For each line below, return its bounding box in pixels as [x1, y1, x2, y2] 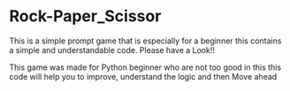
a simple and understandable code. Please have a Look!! [9, 44, 215, 55]
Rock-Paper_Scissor [9, 6, 162, 27]
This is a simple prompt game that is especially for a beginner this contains [9, 35, 282, 46]
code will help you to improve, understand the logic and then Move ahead [9, 71, 278, 81]
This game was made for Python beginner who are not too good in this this [9, 62, 281, 72]
